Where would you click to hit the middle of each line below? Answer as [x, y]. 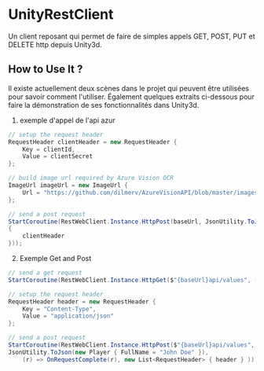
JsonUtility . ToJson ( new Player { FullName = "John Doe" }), [109, 352]
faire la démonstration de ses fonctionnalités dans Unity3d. [104, 105]
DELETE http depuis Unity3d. [55, 44]
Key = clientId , [49, 149]
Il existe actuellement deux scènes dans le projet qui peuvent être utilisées [129, 88]
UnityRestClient [61, 15]
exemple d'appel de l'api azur [67, 120]
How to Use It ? [46, 70]
